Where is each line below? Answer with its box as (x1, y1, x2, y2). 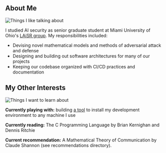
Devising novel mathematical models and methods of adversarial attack (12, 42, 161, 48)
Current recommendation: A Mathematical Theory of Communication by (5, 137, 157, 143)
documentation (12, 69, 44, 75)
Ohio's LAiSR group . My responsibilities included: (5, 32, 107, 38)
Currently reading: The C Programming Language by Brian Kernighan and (5, 122, 160, 128)
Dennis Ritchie (5, 127, 35, 133)
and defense (12, 47, 39, 53)
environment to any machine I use (5, 112, 76, 118)
